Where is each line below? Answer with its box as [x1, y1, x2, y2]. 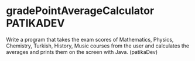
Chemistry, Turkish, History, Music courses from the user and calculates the [6, 42, 190, 49]
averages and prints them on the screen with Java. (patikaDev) [6, 48, 158, 55]
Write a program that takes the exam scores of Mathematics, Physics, [6, 36, 174, 43]
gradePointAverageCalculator [6, 4, 155, 18]
